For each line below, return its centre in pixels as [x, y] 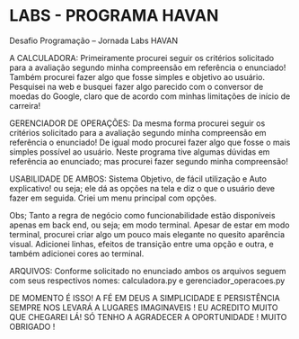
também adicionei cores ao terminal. [77, 254]
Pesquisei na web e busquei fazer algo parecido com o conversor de [136, 86]
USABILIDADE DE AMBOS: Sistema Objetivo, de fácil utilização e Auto [138, 178]
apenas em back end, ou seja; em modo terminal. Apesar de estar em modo [149, 225]
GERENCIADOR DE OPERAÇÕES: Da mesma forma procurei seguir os [137, 123]
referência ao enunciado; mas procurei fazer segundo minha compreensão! [149, 161]
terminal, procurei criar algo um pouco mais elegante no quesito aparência [147, 234]
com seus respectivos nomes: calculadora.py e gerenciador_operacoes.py [147, 281]
